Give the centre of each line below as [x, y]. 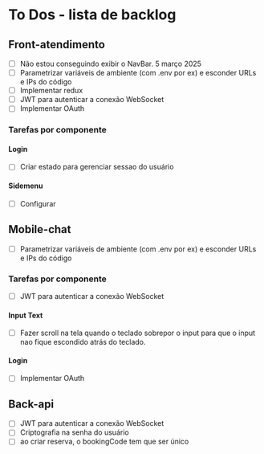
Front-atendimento [57, 45]
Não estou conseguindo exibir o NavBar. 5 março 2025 [111, 63]
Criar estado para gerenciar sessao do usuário [97, 167]
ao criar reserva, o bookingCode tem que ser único [104, 442]
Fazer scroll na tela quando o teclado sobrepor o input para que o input [137, 333]
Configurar [38, 203]
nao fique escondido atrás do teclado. [83, 342]
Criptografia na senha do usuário [75, 432]
